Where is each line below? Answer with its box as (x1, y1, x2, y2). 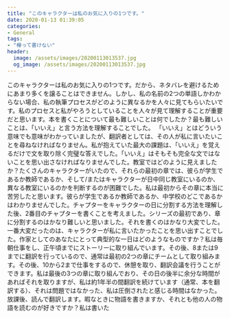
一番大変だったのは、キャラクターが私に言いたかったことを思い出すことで (7, 226, 218, 234)
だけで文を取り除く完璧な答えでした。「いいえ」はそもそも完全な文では (12, 149, 215, 158)
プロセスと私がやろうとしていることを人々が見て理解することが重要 (30, 106, 223, 114)
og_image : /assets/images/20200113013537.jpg (13, 61, 146, 68)
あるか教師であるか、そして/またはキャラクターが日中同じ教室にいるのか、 (7, 175, 220, 183)
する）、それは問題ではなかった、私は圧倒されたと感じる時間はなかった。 (12, 286, 221, 295)
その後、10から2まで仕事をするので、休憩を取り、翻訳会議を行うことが (18, 260, 221, 269)
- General (7, 29, 36, 36)
